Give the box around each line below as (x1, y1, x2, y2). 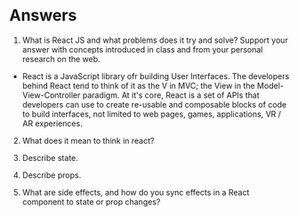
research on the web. (21, 53, 101, 64)
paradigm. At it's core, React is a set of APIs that (82, 90, 260, 100)
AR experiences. (21, 117, 83, 129)
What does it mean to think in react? (21, 135, 155, 146)
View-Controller (21, 90, 81, 100)
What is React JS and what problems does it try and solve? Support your (21, 35, 289, 45)
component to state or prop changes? (21, 196, 161, 207)
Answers (9, 5, 77, 26)
